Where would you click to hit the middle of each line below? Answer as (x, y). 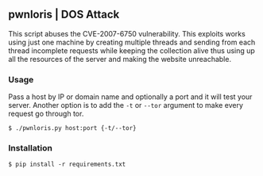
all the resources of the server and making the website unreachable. (120, 59)
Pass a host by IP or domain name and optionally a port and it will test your (130, 97)
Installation (31, 148)
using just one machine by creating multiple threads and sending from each (132, 42)
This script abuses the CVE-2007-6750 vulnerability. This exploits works (127, 33)
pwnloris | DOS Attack (64, 15)
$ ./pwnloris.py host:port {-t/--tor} (72, 128)
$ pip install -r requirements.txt (67, 165)
